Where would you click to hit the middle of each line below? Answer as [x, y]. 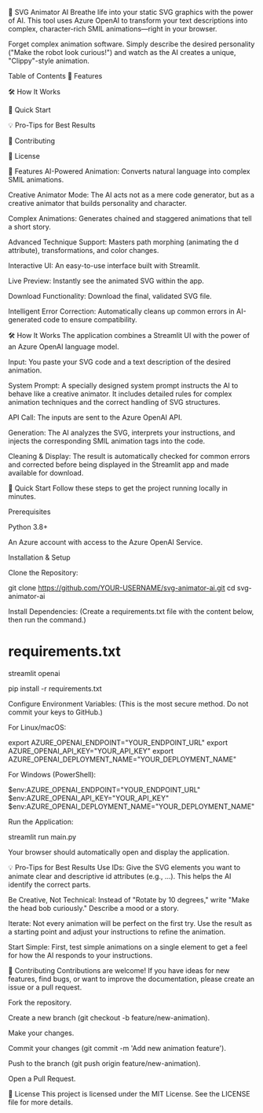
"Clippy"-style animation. [49, 61]
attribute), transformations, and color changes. [84, 250]
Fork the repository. [40, 1002]
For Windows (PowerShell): [52, 774]
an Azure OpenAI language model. [64, 347]
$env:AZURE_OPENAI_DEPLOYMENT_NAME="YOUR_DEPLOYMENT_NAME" [131, 806]
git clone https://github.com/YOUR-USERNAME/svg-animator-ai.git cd [122, 588]
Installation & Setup [39, 557]
